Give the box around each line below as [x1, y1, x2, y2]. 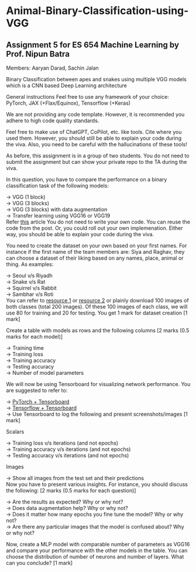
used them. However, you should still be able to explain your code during [6, 135, 182, 142]
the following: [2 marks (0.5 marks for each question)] [6, 487, 136, 494]
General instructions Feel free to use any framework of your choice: [6, 94, 170, 100]
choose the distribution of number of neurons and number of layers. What [6, 553, 184, 560]
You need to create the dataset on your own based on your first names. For [6, 242, 187, 249]
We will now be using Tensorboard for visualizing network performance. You [6, 381, 191, 387]
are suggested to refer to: [6, 387, 68, 394]
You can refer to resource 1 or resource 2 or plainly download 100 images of [6, 297, 189, 304]
